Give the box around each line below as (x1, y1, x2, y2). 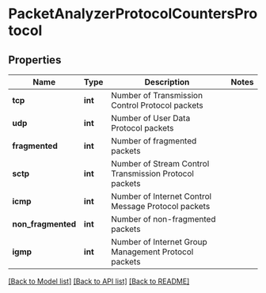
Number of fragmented (110, 135, 197, 146)
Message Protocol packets (110, 201, 211, 211)
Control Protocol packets (110, 100, 203, 111)
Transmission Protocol (110, 168, 194, 179)
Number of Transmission (110, 90, 203, 101)
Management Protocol (110, 246, 194, 257)
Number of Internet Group (110, 237, 207, 247)
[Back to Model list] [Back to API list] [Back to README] (8, 276, 190, 286)
